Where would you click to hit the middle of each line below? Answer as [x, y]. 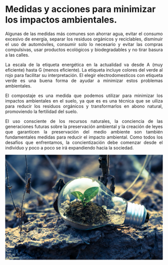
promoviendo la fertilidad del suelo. [42, 111]
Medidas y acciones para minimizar [80, 9]
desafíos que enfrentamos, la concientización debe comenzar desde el [84, 142]
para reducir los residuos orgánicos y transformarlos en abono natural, [84, 106]
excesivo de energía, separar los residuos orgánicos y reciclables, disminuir [84, 39]
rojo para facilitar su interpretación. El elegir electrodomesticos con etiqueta [84, 75]
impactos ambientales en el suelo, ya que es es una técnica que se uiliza [84, 100]
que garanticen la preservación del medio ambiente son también [84, 131]
